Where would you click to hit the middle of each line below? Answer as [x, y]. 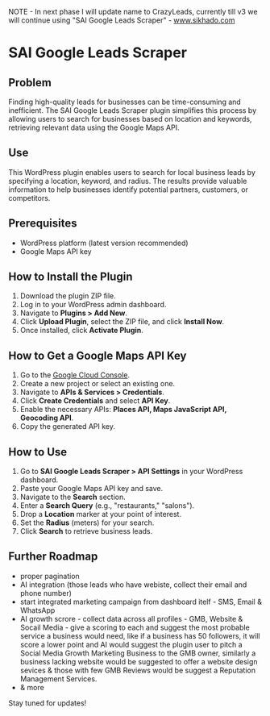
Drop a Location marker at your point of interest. [101, 514]
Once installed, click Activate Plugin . [81, 331]
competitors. [29, 198]
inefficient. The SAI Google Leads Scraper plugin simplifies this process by [133, 110]
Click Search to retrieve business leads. [86, 531]
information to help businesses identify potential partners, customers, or [128, 189]
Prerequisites [43, 224]
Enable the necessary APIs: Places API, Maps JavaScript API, [123, 410]
